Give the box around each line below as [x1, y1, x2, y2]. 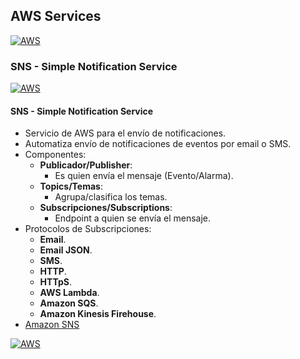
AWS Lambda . [39, 287, 100, 299]
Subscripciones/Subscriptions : [39, 202, 173, 214]
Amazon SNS [24, 319, 80, 331]
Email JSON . [39, 244, 93, 256]
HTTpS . [39, 276, 72, 288]
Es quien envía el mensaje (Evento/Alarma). [54, 170, 234, 182]
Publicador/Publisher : [39, 159, 133, 171]
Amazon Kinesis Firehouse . [39, 308, 157, 320]
